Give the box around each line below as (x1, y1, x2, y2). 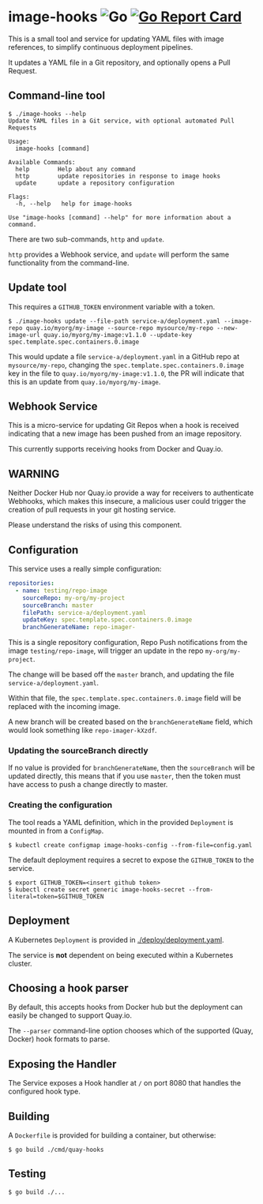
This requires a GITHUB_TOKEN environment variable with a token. (8, 302, 216, 311)
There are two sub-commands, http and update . (8, 234, 164, 244)
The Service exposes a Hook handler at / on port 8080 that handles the (8, 1078, 242, 1088)
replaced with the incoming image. (8, 702, 121, 711)
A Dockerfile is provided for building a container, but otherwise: (8, 1130, 216, 1140)
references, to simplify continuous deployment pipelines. (8, 42, 193, 51)
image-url (8, 331, 41, 339)
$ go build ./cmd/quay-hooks (8, 1146, 104, 1153)
